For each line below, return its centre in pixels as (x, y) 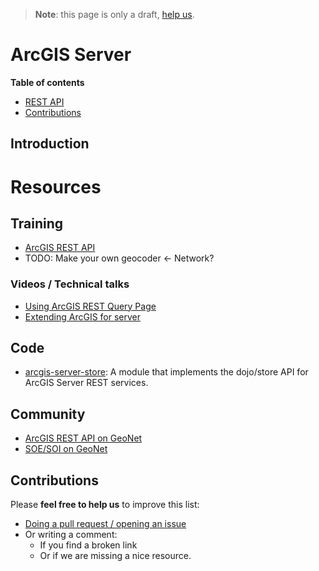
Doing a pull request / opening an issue (105, 524)
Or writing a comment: (71, 535)
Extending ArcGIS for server (83, 316)
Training (37, 223)
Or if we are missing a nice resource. (115, 556)
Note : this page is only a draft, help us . (114, 14)
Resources (56, 186)
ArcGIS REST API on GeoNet (83, 438)
